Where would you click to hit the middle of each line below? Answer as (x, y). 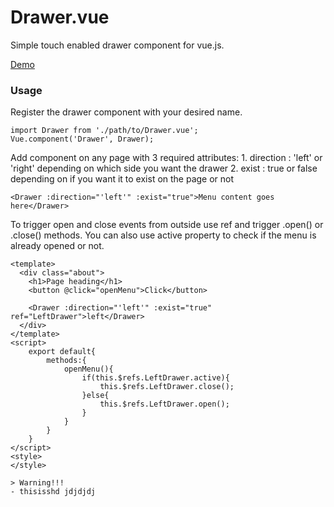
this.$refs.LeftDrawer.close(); (167, 387)
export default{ (62, 352)
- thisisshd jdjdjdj (53, 492)
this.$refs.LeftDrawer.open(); (164, 404)
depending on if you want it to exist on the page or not (122, 179)
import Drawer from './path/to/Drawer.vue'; (104, 131)
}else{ (95, 396)
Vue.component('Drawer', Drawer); (82, 139)
